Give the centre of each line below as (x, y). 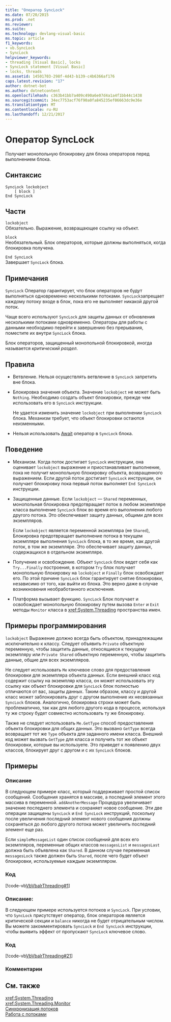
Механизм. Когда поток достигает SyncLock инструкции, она (78, 462)
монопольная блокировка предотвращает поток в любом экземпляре (89, 504)
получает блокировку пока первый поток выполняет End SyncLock (84, 483)
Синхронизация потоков (32, 1009)
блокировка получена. (30, 248)
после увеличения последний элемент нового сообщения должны (78, 819)
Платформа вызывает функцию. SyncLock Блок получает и (76, 599)
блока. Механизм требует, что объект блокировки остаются (78, 418)
